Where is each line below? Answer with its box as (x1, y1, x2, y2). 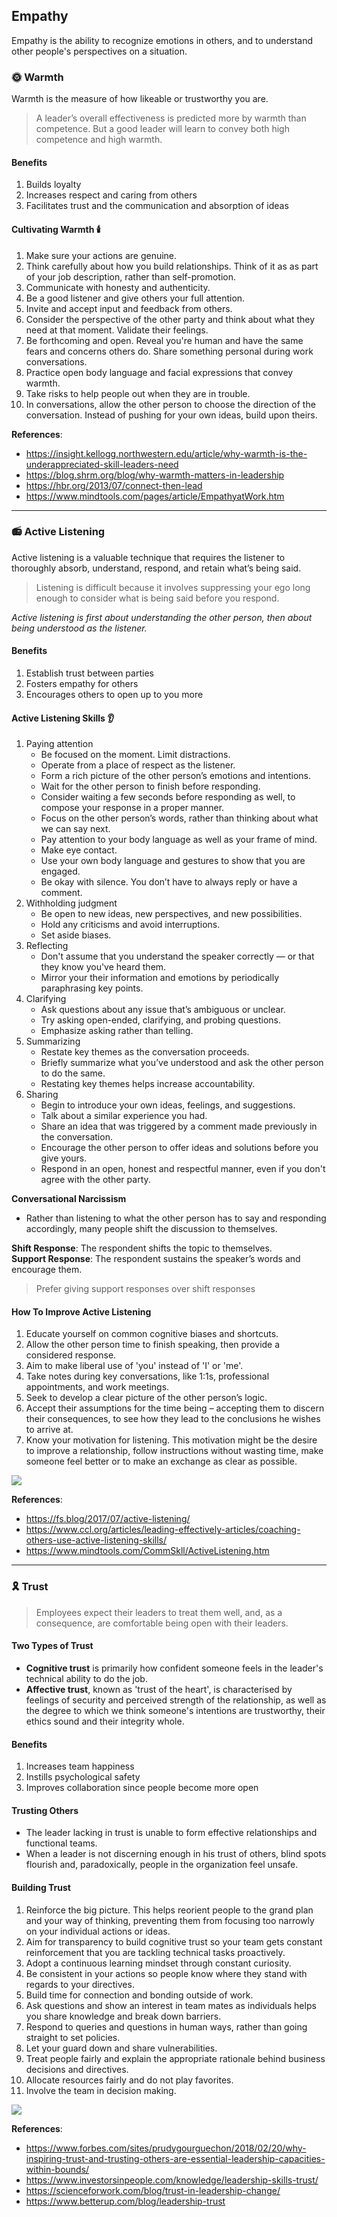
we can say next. (40, 823, 111, 835)
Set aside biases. (40, 929, 112, 941)
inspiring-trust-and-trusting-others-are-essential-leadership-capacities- (25, 2152, 326, 2164)
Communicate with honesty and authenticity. (25, 281, 211, 293)
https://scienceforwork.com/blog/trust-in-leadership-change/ (25, 2184, 281, 2196)
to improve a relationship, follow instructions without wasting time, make (25, 1445, 324, 1457)
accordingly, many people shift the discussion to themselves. (25, 1223, 278, 1235)
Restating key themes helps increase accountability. (40, 1078, 256, 1090)
